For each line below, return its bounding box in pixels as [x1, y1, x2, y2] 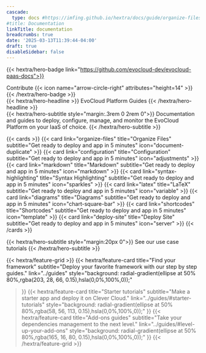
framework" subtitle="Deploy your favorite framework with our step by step [6, 263, 197, 270]
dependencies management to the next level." [21, 320, 138, 328]
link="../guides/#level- [139, 320, 195, 328]
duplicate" [6, 148, 32, 155]
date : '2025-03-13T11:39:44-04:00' [6, 37, 97, 44]
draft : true [6, 44, 37, 50]
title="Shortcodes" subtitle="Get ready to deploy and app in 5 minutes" [6, 207, 186, 214]
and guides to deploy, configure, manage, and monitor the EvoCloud [6, 116, 179, 124]
